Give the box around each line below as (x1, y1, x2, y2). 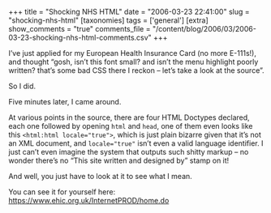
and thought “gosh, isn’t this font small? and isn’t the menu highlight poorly (8, 57, 259, 66)
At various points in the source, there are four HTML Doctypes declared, (8, 113, 250, 122)
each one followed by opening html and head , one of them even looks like (8, 121, 253, 130)
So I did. (8, 81, 37, 91)
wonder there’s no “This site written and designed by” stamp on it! (8, 155, 230, 165)
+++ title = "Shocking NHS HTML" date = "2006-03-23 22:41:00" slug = (8, 7, 250, 16)
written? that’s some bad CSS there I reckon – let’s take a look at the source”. (8, 66, 265, 75)
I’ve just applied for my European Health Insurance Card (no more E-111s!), (8, 49, 257, 58)
